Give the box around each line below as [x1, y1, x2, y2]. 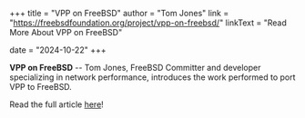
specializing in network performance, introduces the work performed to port [9, 72, 296, 83]
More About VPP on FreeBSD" [9, 27, 123, 37]
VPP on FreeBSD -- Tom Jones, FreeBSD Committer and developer [9, 63, 261, 73]
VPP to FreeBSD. [9, 82, 73, 92]
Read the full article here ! [9, 99, 105, 110]
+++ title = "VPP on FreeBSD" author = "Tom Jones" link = [9, 8, 229, 18]
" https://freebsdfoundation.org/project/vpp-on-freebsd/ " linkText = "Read [9, 17, 287, 28]
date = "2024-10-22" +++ [9, 44, 107, 55]
